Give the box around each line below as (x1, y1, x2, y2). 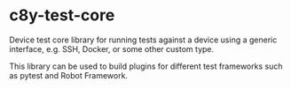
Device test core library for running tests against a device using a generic (9, 34, 278, 45)
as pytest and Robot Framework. (9, 70, 129, 80)
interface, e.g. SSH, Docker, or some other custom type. (9, 43, 215, 54)
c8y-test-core (9, 5, 115, 26)
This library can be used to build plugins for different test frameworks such (9, 61, 283, 71)
